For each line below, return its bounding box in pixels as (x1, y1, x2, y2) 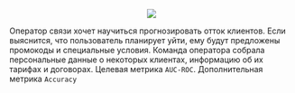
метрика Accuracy (9, 73, 78, 84)
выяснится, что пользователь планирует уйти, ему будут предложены (9, 35, 281, 45)
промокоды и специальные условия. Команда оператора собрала (9, 45, 265, 55)
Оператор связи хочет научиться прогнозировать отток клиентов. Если (9, 25, 286, 36)
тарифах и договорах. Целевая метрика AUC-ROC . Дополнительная (9, 64, 263, 74)
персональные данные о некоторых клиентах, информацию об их (9, 54, 263, 65)
